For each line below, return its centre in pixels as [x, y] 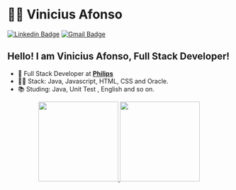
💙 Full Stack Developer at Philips [65, 73]
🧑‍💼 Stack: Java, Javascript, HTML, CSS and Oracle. [93, 81]
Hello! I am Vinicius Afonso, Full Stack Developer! [119, 56]
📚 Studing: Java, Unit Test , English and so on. [86, 89]
